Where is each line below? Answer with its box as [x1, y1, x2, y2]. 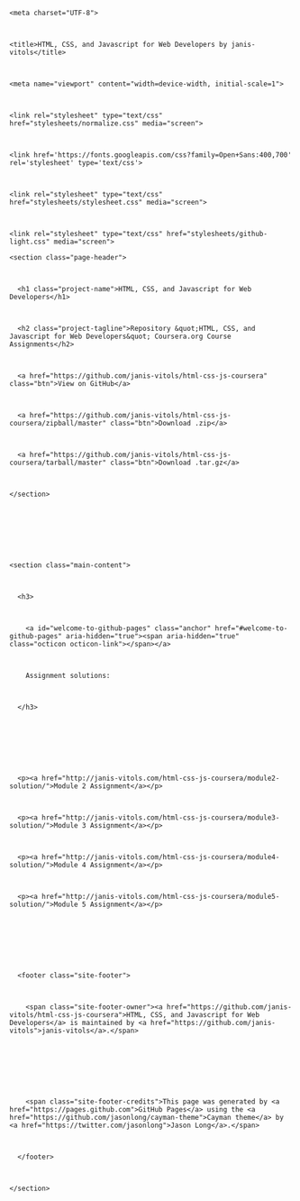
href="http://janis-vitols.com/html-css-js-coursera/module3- [41, 813, 280, 822]
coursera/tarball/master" [9, 458, 106, 467]
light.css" [9, 237, 50, 246]
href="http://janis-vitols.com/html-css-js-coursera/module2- [41, 774, 280, 783]
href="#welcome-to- [214, 624, 288, 633]
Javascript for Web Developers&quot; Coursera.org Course [9, 332, 232, 341]
